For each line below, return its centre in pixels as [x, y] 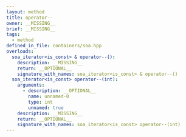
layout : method [26, 12]
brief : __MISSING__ [31, 29]
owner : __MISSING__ [31, 23]
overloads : [20, 52]
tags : [13, 35]
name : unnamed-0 [49, 96]
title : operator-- [29, 18]
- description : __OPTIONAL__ [59, 91]
